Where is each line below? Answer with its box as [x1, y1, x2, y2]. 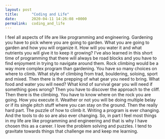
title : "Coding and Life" [5, 12, 69, 17]
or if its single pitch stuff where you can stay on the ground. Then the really [5, 102, 158, 108]
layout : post [5, 7, 32, 12]
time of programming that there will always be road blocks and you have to [5, 55, 157, 61]
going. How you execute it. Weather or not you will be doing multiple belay [5, 97, 156, 103]
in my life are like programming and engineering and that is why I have [5, 118, 148, 124]
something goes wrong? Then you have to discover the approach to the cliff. [5, 86, 160, 92]
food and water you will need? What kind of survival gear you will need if [5, 82, 153, 87]
